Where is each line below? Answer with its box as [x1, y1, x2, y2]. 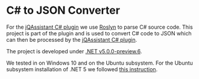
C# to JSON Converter [6, 4, 121, 17]
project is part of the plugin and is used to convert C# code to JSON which [6, 29, 192, 37]
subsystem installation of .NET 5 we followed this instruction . [6, 65, 158, 72]
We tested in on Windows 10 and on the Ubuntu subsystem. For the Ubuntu [6, 59, 193, 66]
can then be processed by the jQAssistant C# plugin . [6, 36, 137, 43]
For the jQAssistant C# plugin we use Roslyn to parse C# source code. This [6, 23, 193, 31]
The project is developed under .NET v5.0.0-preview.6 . [6, 47, 142, 54]
